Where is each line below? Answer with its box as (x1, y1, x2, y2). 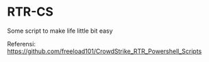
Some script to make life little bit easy (7, 27, 113, 35)
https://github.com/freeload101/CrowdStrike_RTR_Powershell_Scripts (7, 47, 202, 55)
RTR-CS (7, 4, 53, 20)
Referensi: (7, 40, 36, 48)
